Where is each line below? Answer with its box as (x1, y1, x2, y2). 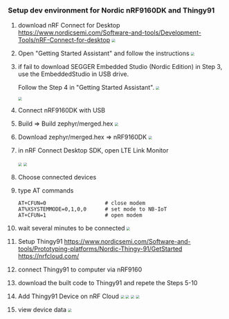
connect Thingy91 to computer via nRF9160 (17, 265, 143, 274)
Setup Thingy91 (17, 238, 63, 246)
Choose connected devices (17, 173, 97, 182)
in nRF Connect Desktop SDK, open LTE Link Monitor (17, 146, 169, 155)
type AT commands (17, 186, 74, 195)
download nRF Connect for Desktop (17, 21, 120, 30)
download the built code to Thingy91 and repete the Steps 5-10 (17, 279, 198, 287)
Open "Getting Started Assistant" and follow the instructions (17, 49, 190, 57)
